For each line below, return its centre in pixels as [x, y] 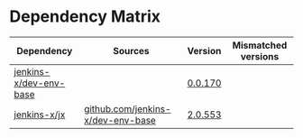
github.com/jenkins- [128, 108]
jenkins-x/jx [40, 115]
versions [260, 56]
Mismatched [260, 45]
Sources [131, 51]
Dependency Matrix [85, 17]
